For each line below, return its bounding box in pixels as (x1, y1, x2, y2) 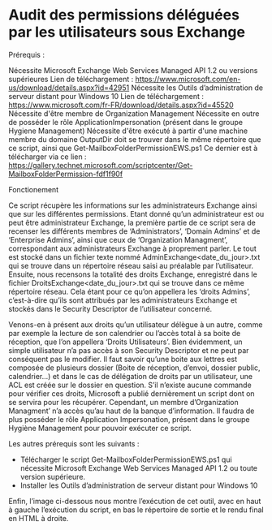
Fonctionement (8, 184, 59, 194)
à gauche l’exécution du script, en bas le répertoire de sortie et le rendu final (8, 505, 264, 515)
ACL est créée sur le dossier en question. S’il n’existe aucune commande (8, 380, 252, 390)
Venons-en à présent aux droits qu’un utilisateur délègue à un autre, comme (8, 319, 263, 330)
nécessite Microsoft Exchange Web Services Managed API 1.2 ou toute (19, 463, 258, 472)
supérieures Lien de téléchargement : (8, 74, 134, 84)
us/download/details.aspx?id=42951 (8, 83, 130, 93)
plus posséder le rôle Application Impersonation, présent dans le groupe (8, 414, 250, 424)
